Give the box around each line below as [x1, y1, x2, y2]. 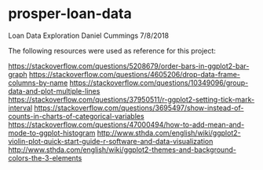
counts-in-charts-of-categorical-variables [8, 111, 144, 120]
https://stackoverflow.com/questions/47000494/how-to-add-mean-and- [8, 120, 245, 129]
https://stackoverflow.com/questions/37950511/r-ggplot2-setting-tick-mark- [8, 94, 255, 104]
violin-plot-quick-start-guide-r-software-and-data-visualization [8, 136, 214, 146]
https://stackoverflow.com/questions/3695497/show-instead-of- [34, 103, 244, 113]
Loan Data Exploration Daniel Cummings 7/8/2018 [8, 31, 170, 40]
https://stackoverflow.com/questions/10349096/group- [69, 78, 249, 87]
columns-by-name [8, 78, 68, 87]
